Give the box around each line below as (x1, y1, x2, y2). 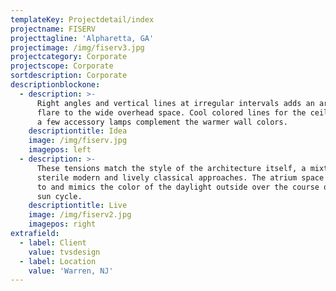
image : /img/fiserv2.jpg (28, 210, 132, 220)
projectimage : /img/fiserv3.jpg (10, 42, 145, 53)
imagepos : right (28, 219, 97, 230)
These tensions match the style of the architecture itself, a (36, 163, 307, 173)
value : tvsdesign (28, 247, 101, 257)
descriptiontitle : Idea (28, 126, 128, 136)
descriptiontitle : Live (28, 201, 128, 211)
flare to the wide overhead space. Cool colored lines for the (36, 107, 307, 118)
